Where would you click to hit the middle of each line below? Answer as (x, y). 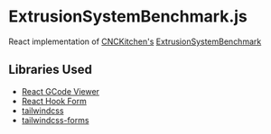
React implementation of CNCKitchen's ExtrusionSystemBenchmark (135, 41)
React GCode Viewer (61, 91)
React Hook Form (54, 101)
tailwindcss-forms (55, 120)
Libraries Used (50, 70)
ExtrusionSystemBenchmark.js (128, 17)
